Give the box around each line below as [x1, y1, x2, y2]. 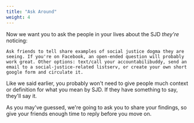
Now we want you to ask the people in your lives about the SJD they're [6, 30, 179, 37]
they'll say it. [6, 92, 37, 99]
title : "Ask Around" [6, 8, 58, 15]
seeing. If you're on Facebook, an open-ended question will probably [6, 53, 185, 59]
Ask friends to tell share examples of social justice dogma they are [6, 48, 185, 54]
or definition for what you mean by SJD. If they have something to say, [6, 86, 178, 93]
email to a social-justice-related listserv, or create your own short [6, 64, 187, 70]
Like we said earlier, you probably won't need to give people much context [6, 80, 189, 87]
